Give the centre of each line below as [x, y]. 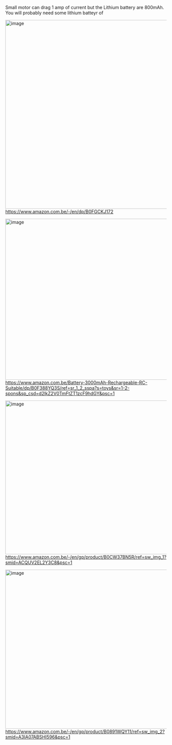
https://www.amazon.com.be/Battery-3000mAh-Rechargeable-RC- [76, 382]
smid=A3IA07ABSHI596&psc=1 [38, 737]
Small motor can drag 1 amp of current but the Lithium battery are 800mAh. [85, 7]
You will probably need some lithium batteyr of [54, 13]
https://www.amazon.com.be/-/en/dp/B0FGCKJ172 [59, 211]
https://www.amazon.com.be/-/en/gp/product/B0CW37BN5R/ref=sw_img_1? [86, 557]
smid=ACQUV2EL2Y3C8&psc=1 [39, 562]
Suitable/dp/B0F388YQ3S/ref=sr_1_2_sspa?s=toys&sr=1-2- [67, 388]
